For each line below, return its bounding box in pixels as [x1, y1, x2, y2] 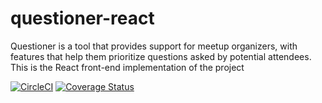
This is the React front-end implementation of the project [10, 61, 245, 73]
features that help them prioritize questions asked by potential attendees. [10, 50, 312, 62]
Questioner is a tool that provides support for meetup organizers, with [10, 40, 298, 52]
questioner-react [10, 7, 155, 30]
